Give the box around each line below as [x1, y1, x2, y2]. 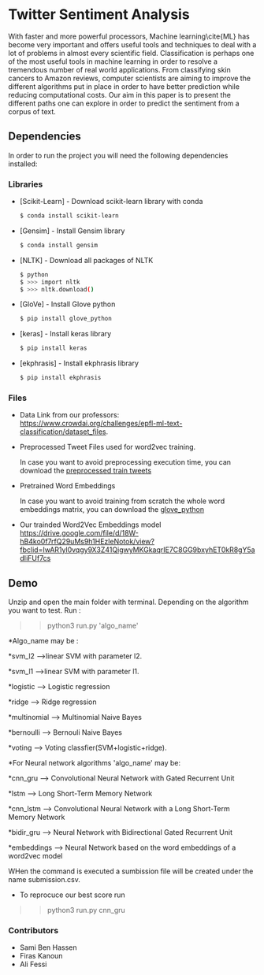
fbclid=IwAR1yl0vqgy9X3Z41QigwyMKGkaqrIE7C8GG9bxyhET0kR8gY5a [19, 545, 255, 554]
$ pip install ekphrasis [19, 374, 102, 382]
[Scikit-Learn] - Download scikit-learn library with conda [19, 197, 203, 206]
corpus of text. [8, 106, 57, 116]
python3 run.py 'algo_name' [46, 621, 139, 631]
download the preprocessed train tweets [19, 466, 152, 476]
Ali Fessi [19, 959, 47, 969]
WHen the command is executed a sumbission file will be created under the [8, 866, 254, 876]
